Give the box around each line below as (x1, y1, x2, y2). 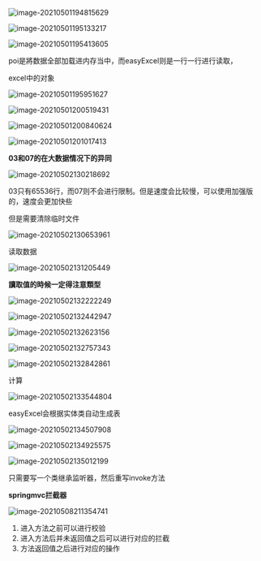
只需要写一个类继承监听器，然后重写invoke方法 (8, 473, 165, 482)
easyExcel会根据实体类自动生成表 (8, 408, 121, 418)
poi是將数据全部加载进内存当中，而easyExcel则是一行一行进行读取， (8, 56, 237, 65)
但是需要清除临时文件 (8, 214, 79, 223)
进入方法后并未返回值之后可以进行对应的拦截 (19, 533, 170, 543)
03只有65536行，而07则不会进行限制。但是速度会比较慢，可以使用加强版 (8, 187, 254, 196)
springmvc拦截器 (8, 490, 67, 499)
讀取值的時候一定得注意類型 (8, 280, 101, 289)
